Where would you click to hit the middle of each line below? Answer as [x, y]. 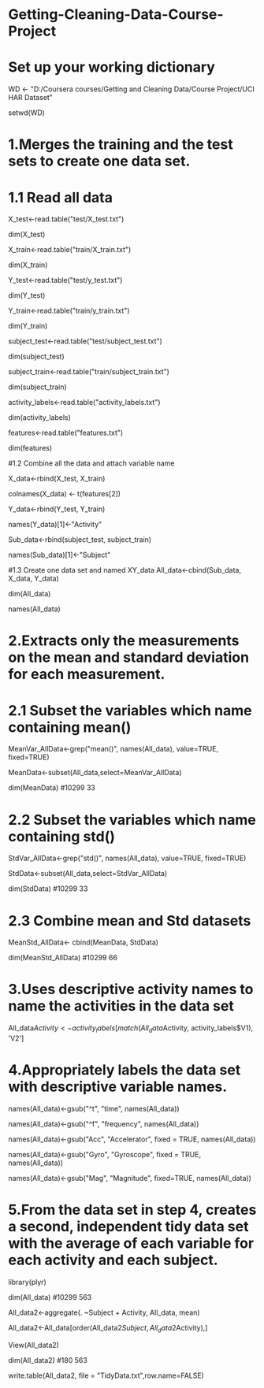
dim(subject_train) [37, 387]
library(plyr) [28, 1282]
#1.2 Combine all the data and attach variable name [91, 463]
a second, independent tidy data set [128, 1227]
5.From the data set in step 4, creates [132, 1210]
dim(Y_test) [27, 295]
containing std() [62, 836]
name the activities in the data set [121, 1006]
